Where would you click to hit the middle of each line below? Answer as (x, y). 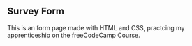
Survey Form (36, 11)
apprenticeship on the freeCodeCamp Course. (74, 35)
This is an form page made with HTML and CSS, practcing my (96, 27)
